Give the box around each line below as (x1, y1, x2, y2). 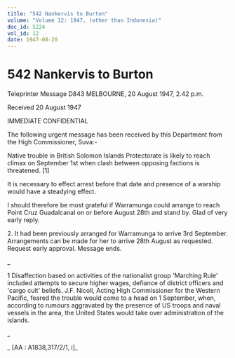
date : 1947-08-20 (7, 36, 58, 43)
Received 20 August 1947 (7, 103, 82, 112)
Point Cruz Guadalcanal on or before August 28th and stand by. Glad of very (7, 208, 228, 217)
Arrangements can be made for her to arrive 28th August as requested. (7, 237, 213, 245)
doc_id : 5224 (7, 23, 46, 30)
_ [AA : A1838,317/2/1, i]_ (7, 343, 79, 352)
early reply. (7, 216, 40, 224)
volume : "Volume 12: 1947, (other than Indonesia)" (7, 17, 161, 24)
